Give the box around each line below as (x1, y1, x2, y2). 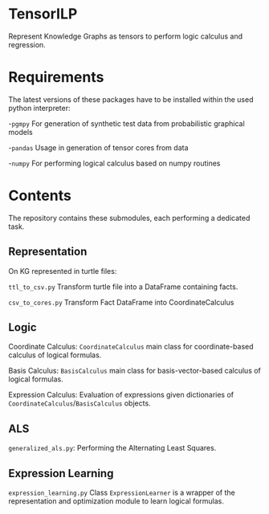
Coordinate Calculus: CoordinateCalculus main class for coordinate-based (8, 342, 255, 352)
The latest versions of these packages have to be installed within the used (8, 94, 254, 104)
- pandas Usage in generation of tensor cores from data (8, 142, 189, 153)
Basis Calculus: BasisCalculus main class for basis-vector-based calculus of (8, 366, 261, 376)
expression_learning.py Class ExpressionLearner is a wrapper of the (8, 487, 235, 498)
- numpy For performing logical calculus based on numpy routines (8, 158, 221, 168)
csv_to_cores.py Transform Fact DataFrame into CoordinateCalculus (8, 297, 234, 307)
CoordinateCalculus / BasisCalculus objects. (8, 398, 151, 408)
